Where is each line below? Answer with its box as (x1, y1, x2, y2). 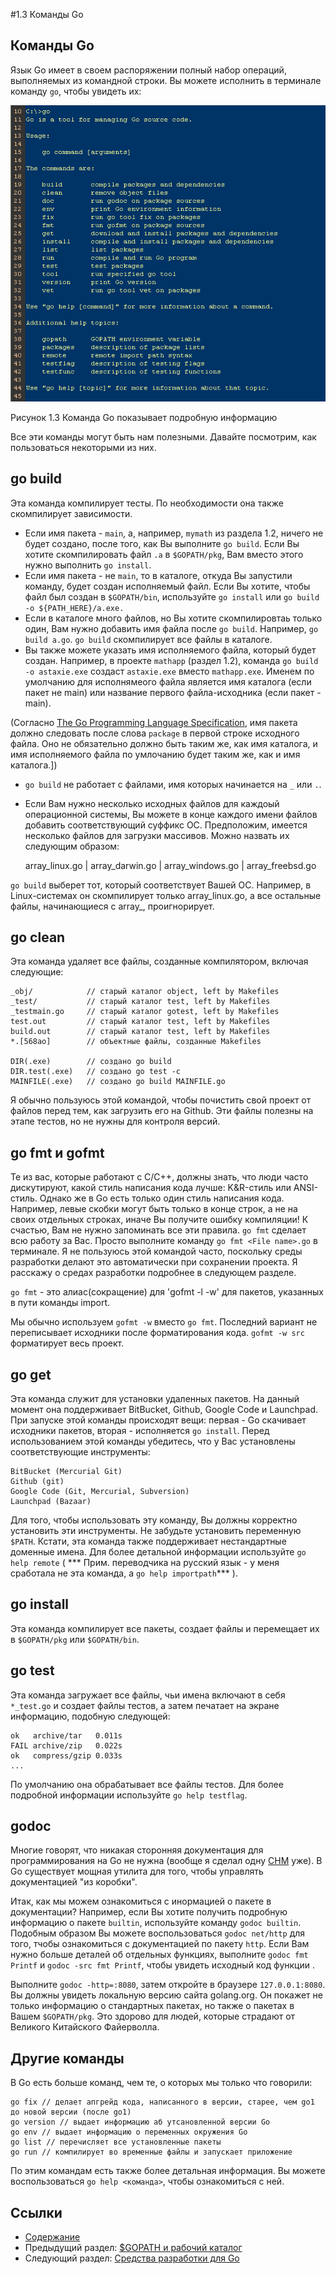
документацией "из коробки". (10, 1876, 138, 1888)
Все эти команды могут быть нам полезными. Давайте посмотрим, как (10, 430, 317, 443)
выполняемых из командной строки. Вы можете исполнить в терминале (10, 74, 322, 86)
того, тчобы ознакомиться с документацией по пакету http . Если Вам (10, 1938, 310, 1950)
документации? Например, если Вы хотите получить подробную (10, 1906, 288, 1918)
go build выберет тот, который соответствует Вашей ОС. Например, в (10, 879, 312, 891)
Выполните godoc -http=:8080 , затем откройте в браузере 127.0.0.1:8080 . (10, 1979, 326, 1991)
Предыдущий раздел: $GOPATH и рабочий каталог (24, 2242, 243, 2254)
